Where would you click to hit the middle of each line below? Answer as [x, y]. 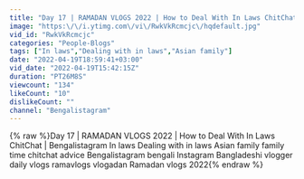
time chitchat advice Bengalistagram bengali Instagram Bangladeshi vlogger [151, 155]
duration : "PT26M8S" [48, 77]
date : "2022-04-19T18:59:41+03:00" [76, 60]
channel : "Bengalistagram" [60, 110]
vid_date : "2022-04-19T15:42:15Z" [75, 69]
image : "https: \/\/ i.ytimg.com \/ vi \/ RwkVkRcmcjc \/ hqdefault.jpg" [135, 26]
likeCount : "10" [40, 93]
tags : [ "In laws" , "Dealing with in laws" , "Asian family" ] [121, 52]
